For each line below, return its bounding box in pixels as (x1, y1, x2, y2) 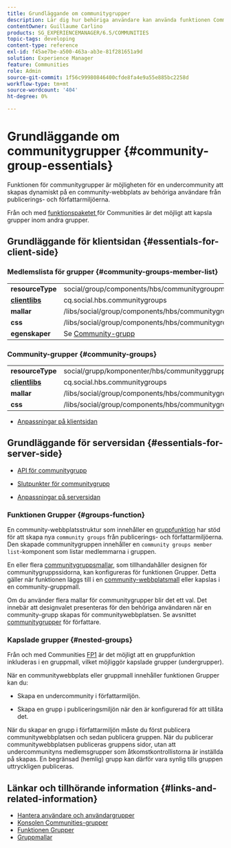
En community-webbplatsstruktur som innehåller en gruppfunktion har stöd (7, 526, 221, 534)
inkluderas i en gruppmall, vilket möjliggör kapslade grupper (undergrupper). (7, 658, 224, 667)
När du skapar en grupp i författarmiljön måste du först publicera (7, 726, 190, 734)
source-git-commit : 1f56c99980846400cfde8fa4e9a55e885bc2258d (7, 74, 189, 81)
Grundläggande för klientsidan (7, 236, 142, 247)
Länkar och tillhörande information (7, 782, 159, 794)
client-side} (7, 247, 59, 258)
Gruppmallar (16, 833, 53, 842)
